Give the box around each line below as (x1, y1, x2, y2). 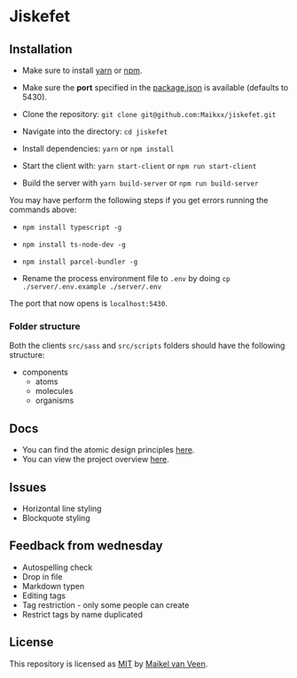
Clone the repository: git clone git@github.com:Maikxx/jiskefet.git (21, 109, 277, 119)
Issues (9, 479, 47, 494)
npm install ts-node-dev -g (21, 240, 126, 249)
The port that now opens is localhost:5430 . (9, 298, 168, 308)
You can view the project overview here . (21, 454, 170, 465)
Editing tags (21, 590, 66, 601)
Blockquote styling (21, 512, 90, 523)
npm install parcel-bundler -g (21, 257, 138, 266)
